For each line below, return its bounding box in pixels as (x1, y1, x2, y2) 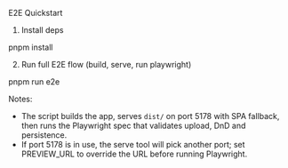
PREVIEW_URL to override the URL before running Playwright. (20, 148, 248, 159)
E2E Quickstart (8, 8, 63, 18)
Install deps (20, 25, 64, 35)
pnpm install (8, 42, 53, 52)
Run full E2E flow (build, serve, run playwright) (20, 60, 192, 69)
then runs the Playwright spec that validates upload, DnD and (20, 120, 246, 131)
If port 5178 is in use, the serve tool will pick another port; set (20, 140, 245, 149)
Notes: (8, 93, 33, 104)
